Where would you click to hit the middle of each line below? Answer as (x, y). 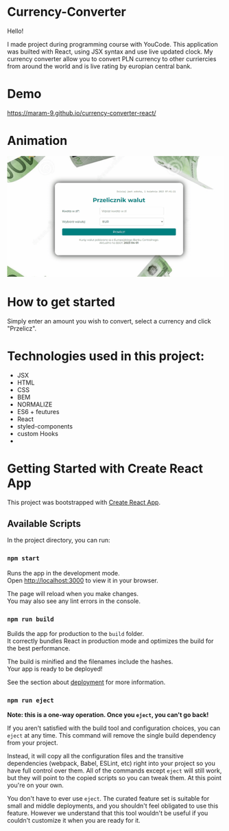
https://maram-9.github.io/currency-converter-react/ (82, 113)
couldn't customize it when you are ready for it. (74, 821)
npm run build (31, 619)
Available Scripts (44, 524)
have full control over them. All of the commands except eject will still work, (114, 771)
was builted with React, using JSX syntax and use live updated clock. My (110, 52)
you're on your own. (35, 785)
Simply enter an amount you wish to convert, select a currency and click (109, 321)
